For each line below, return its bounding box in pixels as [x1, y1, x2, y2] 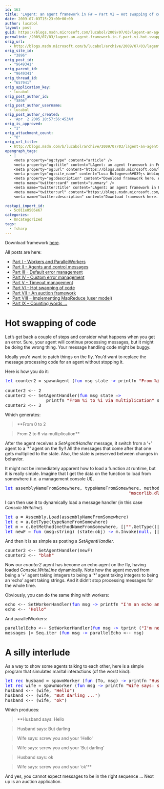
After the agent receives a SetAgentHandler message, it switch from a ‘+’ [5, 440, 152, 446]
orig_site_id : [5, 48, 34, 53]
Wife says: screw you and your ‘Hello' [17, 735, 93, 741]
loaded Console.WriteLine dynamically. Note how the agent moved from [5, 567, 150, 573]
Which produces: [5, 707, 40, 712]
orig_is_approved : [5, 121, 42, 126]
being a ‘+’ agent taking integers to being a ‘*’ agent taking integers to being [5, 572, 159, 578]
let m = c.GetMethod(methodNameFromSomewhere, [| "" [5, 524, 132, 529]
